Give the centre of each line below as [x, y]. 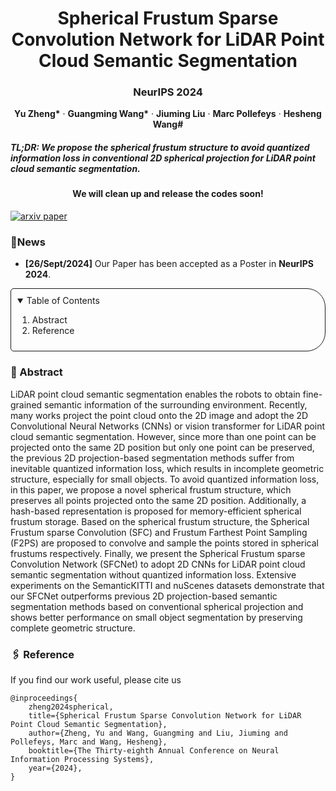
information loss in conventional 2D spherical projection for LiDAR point [163, 158]
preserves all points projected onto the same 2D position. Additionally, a [158, 500]
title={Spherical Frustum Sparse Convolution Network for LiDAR [165, 715]
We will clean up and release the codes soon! [168, 194]
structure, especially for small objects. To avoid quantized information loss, [165, 479]
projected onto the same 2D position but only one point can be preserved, [162, 447]
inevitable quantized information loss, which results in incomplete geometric [167, 468]
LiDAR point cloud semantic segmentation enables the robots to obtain [155, 394]
